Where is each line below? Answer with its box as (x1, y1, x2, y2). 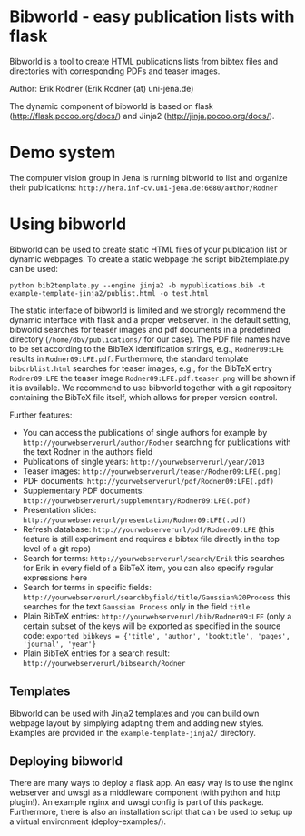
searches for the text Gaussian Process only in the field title (22, 600, 251, 611)
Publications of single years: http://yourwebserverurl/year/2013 (22, 456, 265, 467)
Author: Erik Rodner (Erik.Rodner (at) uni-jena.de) (9, 83, 194, 94)
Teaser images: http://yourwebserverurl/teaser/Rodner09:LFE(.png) (22, 466, 282, 477)
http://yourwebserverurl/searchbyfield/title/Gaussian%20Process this (22, 591, 291, 602)
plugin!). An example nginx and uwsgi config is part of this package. (9, 797, 264, 808)
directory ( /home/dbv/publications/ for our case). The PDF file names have (9, 334, 290, 345)
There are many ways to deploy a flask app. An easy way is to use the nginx (9, 778, 294, 789)
